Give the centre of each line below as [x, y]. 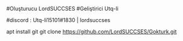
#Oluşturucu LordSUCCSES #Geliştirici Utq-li [62, 9]
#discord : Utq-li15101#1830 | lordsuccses [58, 20]
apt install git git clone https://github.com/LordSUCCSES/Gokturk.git [91, 31]
